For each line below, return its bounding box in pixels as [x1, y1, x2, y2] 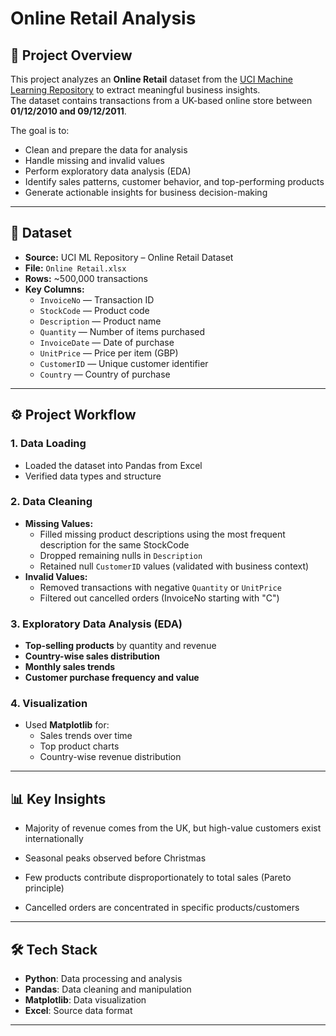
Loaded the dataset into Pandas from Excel [24, 459, 203, 471]
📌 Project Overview [10, 47, 133, 64]
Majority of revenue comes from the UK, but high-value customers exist [24, 822, 322, 834]
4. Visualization [10, 697, 88, 711]
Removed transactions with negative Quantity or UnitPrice [39, 581, 282, 593]
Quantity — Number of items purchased [39, 325, 206, 337]
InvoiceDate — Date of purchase [39, 336, 175, 348]
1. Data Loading [10, 437, 87, 451]
